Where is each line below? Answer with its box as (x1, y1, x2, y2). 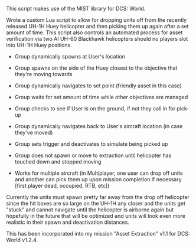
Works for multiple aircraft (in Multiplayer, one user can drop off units (14, 169, 183, 177)
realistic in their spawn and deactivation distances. (6, 218, 130, 226)
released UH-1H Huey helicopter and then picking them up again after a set (6, 23, 189, 30)
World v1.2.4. (6, 236, 38, 243)
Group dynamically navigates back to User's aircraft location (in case (14, 123, 183, 129)
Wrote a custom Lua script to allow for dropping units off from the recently (6, 17, 187, 23)
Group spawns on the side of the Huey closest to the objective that (14, 64, 178, 71)
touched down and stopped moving (14, 158, 102, 165)
